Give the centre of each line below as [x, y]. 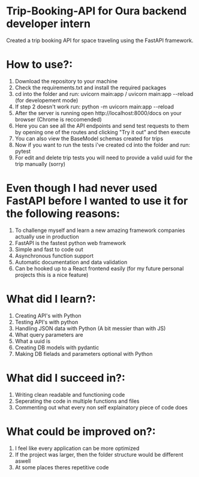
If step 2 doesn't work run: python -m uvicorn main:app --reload [94, 107]
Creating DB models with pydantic [57, 347]
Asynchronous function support [54, 255]
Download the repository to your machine [66, 81]
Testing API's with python [46, 322]
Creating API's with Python [48, 315]
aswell [23, 461]
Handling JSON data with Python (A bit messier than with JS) [90, 328]
